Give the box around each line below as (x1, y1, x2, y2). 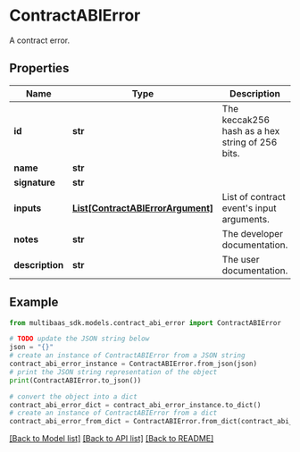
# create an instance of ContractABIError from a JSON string (9, 351, 246, 360)
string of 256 (221, 136, 278, 148)
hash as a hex (221, 124, 280, 137)
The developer (221, 227, 284, 239)
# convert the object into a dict (9, 392, 138, 401)
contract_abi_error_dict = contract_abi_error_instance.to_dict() (9, 400, 262, 409)
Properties (9, 61, 70, 76)
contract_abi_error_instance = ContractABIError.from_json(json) (9, 359, 257, 369)
